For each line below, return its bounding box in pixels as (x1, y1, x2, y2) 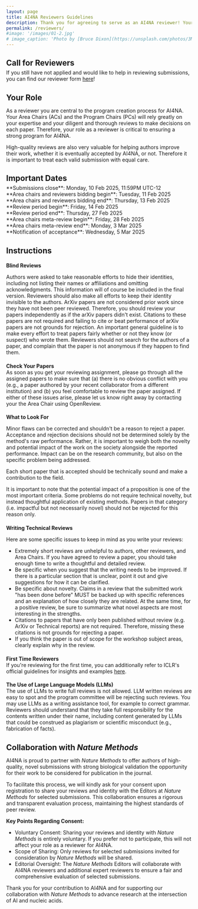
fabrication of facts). (6, 725, 56, 732)
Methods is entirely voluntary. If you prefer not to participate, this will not (14, 835, 192, 842)
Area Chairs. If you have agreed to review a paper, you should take (14, 554, 177, 561)
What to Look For (6, 413, 49, 420)
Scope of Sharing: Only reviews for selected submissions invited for (14, 847, 180, 855)
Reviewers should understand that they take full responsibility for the (6, 706, 173, 713)
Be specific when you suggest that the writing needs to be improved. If (14, 566, 187, 573)
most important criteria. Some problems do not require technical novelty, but (6, 492, 192, 499)
